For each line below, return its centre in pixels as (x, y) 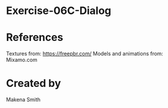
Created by (34, 83)
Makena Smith (23, 100)
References (35, 38)
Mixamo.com (22, 60)
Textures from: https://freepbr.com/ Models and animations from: (85, 54)
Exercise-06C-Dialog (59, 11)
